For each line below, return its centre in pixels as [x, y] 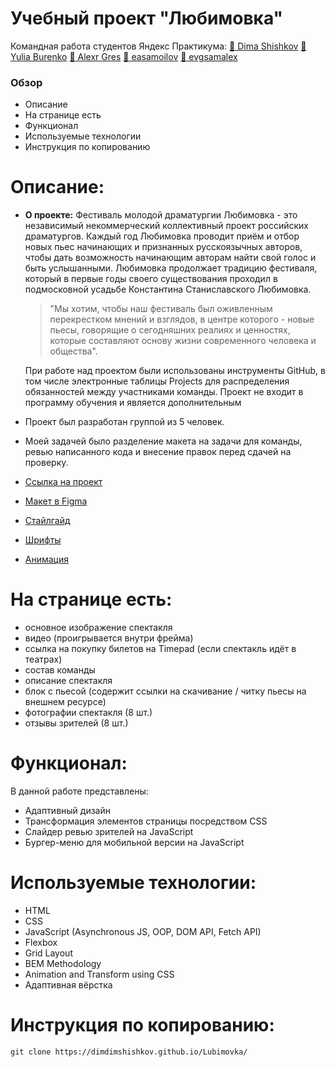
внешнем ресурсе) [65, 702]
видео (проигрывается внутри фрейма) [109, 638]
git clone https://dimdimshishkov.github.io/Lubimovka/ [129, 1052]
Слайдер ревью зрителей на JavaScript [109, 832]
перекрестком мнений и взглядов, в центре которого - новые [182, 319]
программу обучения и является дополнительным [133, 403]
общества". [73, 351]
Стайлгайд [47, 521]
